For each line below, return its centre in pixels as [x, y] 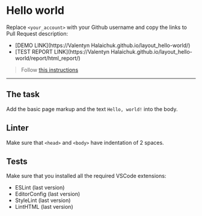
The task [23, 94]
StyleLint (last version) [43, 200]
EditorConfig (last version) [47, 194]
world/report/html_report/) [47, 58]
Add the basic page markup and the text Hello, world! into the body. [92, 109]
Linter [17, 128]
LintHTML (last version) [44, 207]
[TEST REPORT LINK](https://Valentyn [62, 51]
